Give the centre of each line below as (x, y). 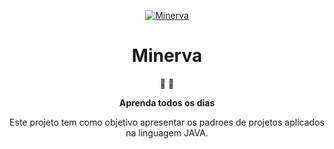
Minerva (167, 56)
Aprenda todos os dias (167, 102)
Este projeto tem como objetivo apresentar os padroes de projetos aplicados (167, 122)
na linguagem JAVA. (167, 132)
